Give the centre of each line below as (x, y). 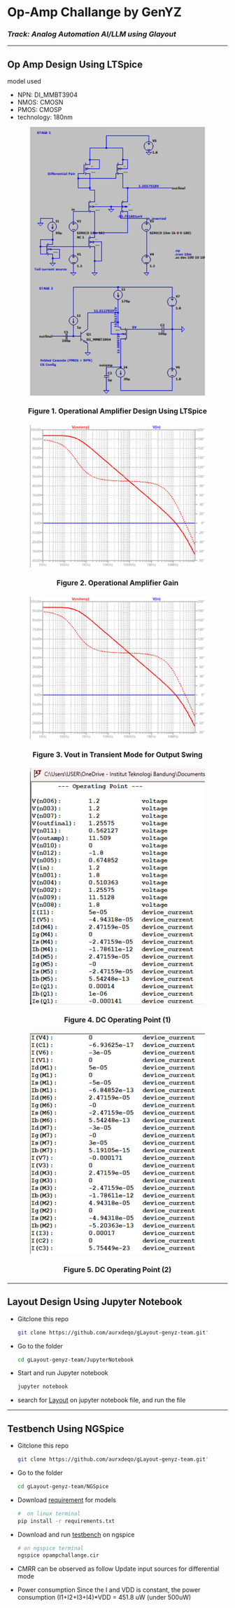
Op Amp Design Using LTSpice (75, 64)
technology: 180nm (45, 117)
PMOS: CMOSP (40, 110)
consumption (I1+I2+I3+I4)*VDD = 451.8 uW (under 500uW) (104, 1597)
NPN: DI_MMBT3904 (48, 95)
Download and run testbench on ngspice (76, 1534)
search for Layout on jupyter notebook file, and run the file (101, 1400)
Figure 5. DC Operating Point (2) (117, 1269)
